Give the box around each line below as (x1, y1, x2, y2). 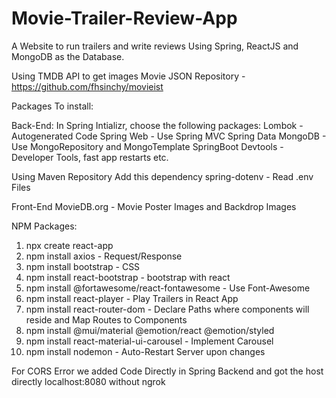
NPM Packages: (11, 220, 78, 232)
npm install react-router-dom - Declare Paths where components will (25, 303, 310, 315)
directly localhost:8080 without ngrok (11, 375, 166, 387)
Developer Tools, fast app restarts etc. (11, 151, 169, 163)
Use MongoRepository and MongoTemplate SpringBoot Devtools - (11, 140, 284, 152)
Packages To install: (11, 100, 94, 112)
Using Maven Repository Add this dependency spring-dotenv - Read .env (11, 170, 314, 182)
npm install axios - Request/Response (25, 250, 183, 262)
